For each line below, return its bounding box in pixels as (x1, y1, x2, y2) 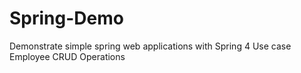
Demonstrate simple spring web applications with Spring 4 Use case (9, 40, 292, 52)
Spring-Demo (9, 7, 124, 30)
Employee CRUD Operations (9, 50, 126, 62)
